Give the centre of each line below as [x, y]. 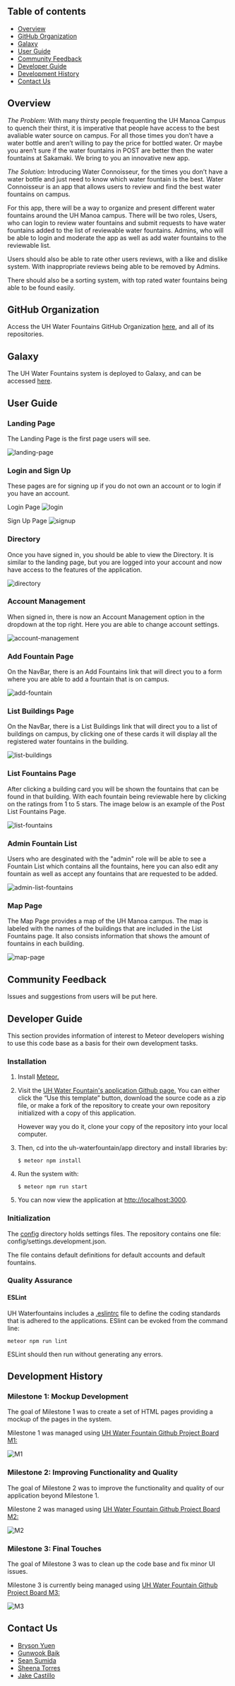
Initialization [29, 1219]
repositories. [26, 334]
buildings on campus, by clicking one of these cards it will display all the [112, 734]
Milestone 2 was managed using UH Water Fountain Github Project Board [114, 1509]
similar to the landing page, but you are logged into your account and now [115, 562]
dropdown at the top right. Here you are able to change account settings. [114, 624]
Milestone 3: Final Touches [55, 1548]
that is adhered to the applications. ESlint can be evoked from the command [117, 1320]
